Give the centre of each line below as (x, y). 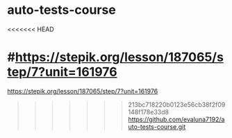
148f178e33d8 (148, 112)
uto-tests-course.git (157, 126)
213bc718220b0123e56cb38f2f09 (177, 104)
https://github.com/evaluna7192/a (176, 119)
